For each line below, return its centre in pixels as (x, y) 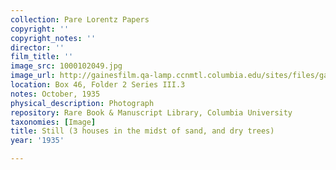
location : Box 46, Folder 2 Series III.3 (98, 85)
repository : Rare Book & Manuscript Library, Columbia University (151, 112)
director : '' (37, 47)
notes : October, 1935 (55, 94)
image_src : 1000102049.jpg (66, 66)
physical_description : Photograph (82, 103)
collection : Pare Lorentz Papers (80, 19)
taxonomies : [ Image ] (53, 122)
